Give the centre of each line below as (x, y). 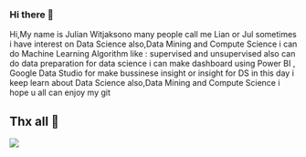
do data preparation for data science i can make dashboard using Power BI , (153, 64)
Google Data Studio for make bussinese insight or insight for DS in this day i (152, 73)
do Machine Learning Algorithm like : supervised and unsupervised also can (153, 54)
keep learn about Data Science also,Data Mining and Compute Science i (145, 83)
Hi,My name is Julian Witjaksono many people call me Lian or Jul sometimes (153, 35)
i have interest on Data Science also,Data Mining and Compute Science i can (153, 44)
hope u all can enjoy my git (60, 93)
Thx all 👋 (34, 121)
